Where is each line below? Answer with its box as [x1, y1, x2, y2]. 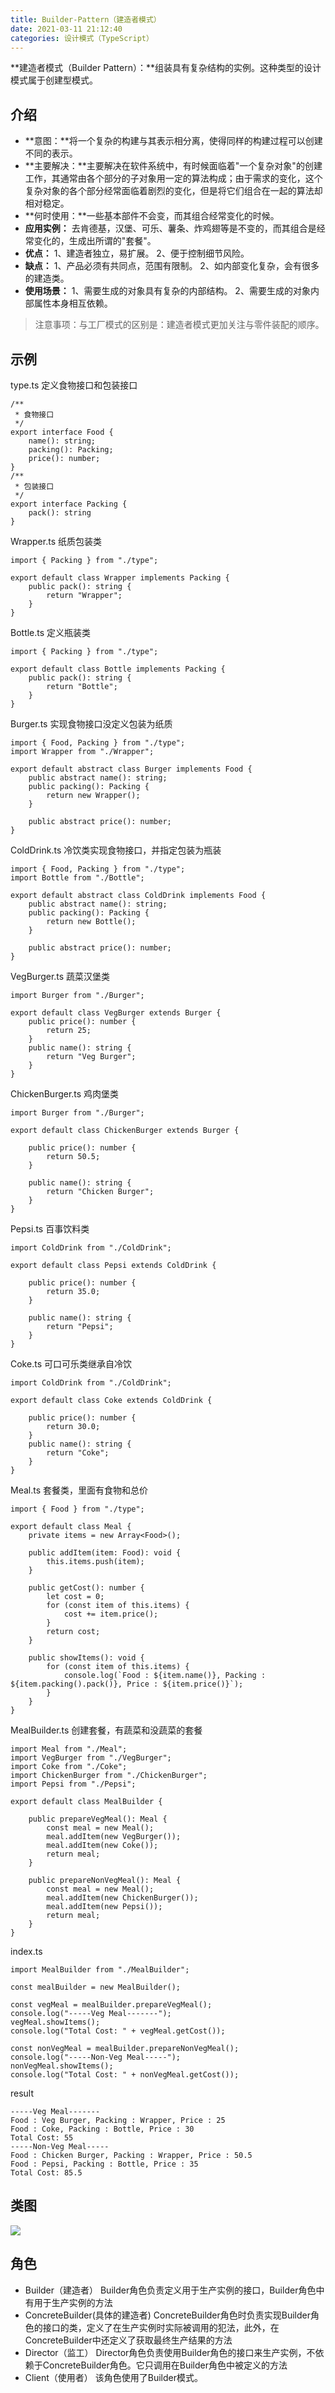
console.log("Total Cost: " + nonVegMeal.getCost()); [10, 2070, 240, 2080]
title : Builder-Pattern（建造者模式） [10, 14, 162, 25]
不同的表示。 [24, 147, 78, 160]
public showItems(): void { [28, 1653, 145, 1663]
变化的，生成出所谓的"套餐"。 [33, 235, 157, 247]
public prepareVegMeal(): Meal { [28, 1814, 168, 1824]
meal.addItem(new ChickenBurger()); [46, 1893, 199, 1903]
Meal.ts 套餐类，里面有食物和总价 [10, 1484, 149, 1496]
